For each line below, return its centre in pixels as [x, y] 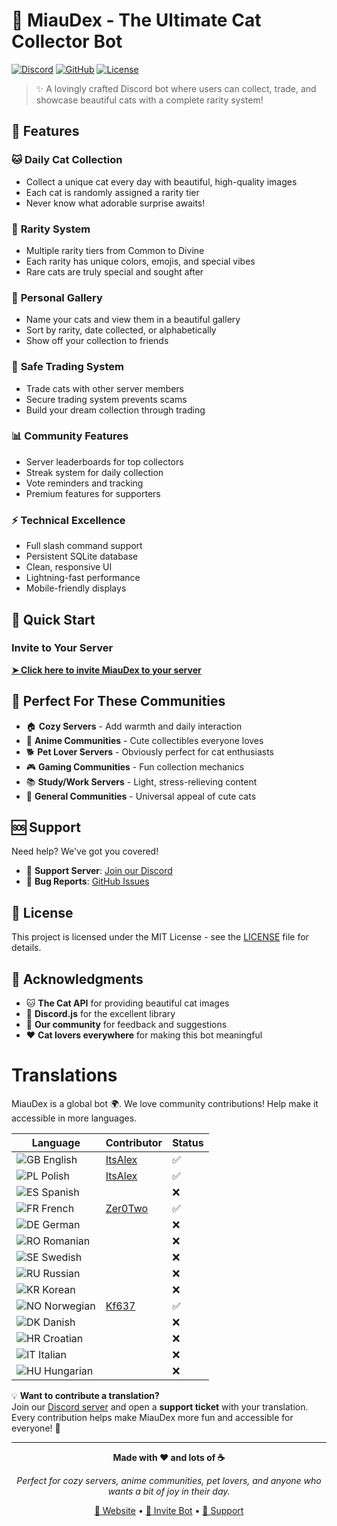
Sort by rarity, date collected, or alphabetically [121, 330]
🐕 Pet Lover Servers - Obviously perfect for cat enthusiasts [149, 751]
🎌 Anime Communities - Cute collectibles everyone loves [144, 740]
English [60, 1159]
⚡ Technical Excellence [68, 520]
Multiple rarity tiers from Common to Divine [115, 250]
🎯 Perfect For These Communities [118, 701]
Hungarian [69, 1371]
